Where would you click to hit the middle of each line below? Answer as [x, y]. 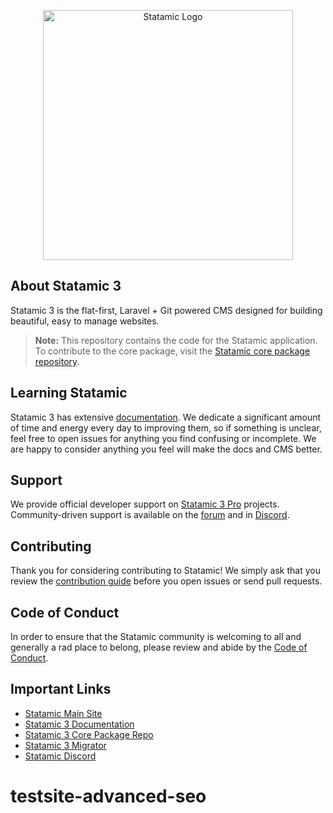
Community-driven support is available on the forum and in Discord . [150, 515]
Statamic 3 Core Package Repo [89, 734]
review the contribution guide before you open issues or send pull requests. [166, 581]
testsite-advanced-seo [108, 796]
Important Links [61, 689]
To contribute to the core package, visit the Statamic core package [172, 351]
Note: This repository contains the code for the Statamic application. [176, 340]
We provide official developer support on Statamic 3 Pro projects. [145, 504]
